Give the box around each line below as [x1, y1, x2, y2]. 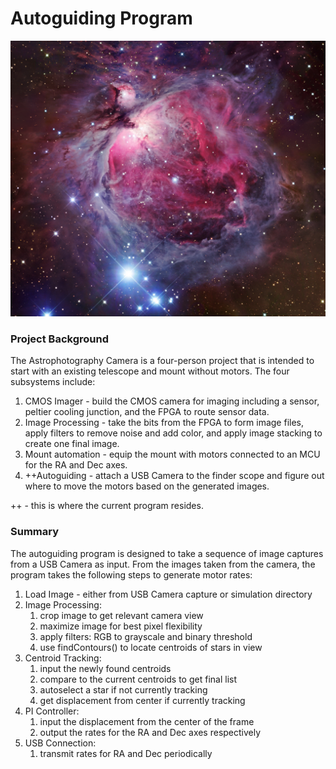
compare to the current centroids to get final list [39, 673, 238, 685]
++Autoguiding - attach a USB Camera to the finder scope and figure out [24, 470, 325, 482]
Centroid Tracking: [24, 652, 102, 664]
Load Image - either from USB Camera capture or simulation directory [24, 588, 313, 600]
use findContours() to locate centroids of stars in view [39, 641, 263, 653]
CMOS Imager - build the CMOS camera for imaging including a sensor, [24, 395, 320, 407]
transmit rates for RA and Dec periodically [39, 747, 213, 759]
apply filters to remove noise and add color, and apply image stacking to [24, 427, 323, 439]
